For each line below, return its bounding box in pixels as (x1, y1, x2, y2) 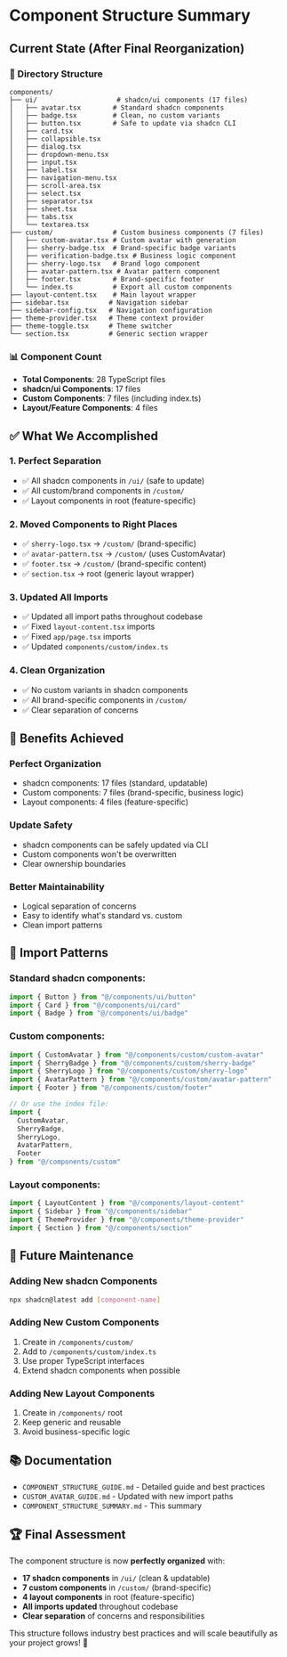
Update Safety (9, 819, 73, 831)
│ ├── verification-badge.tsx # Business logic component (9, 251, 237, 260)
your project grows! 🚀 (9, 1637, 89, 1648)
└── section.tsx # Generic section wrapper (9, 329, 209, 339)
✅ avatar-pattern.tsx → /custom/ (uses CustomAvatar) (21, 549, 227, 559)
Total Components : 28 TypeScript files (21, 374, 166, 385)
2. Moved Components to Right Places (9, 518, 178, 530)
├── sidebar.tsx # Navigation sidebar (9, 298, 189, 307)
